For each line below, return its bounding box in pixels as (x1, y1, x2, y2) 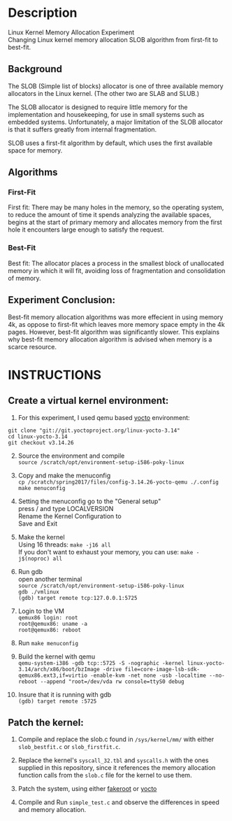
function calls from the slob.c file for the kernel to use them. (17, 771, 192, 780)
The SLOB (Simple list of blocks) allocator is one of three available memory (8, 82, 224, 90)
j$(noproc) (17, 555, 50, 562)
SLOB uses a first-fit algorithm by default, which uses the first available (8, 139, 212, 147)
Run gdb (17, 567, 43, 575)
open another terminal (17, 575, 82, 583)
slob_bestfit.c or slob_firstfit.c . (17, 743, 121, 751)
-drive (103, 666, 122, 673)
